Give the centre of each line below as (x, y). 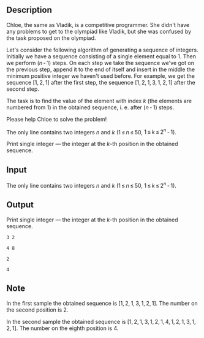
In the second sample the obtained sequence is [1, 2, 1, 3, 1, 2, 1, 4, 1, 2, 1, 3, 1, (101, 321)
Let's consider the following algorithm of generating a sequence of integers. (102, 50)
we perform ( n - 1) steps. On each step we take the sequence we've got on (100, 63)
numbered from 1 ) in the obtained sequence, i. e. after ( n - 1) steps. (90, 107)
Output (20, 205)
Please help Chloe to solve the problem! (57, 119)
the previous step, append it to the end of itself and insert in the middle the (100, 69)
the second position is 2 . (37, 310)
